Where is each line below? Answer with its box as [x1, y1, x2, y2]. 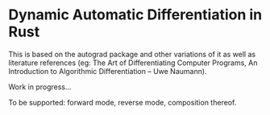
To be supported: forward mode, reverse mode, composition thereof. [8, 97, 237, 107]
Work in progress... [8, 82, 72, 92]
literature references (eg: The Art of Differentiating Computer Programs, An [8, 58, 258, 68]
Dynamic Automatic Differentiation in [8, 6, 263, 24]
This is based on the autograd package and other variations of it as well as [8, 49, 256, 59]
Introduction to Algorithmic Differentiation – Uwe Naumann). [8, 66, 207, 76]
